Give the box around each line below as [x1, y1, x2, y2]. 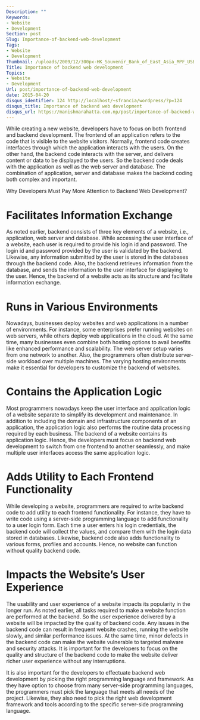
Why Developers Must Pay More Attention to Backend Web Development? [6, 188, 187, 195]
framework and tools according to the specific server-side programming [6, 701, 183, 708]
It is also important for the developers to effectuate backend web [6, 669, 165, 676]
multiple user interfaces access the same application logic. [6, 449, 151, 456]
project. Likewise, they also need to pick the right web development [6, 694, 172, 702]
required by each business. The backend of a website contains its [6, 430, 168, 437]
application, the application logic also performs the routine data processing [6, 424, 190, 431]
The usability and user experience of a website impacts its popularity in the [6, 600, 190, 608]
